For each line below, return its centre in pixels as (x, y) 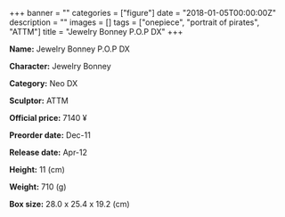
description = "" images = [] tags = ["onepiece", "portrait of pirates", (134, 22)
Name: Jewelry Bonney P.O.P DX (70, 49)
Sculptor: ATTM (39, 100)
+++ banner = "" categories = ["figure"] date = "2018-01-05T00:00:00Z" (143, 13)
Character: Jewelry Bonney (60, 66)
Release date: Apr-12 (48, 152)
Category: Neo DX (44, 83)
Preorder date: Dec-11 (50, 135)
